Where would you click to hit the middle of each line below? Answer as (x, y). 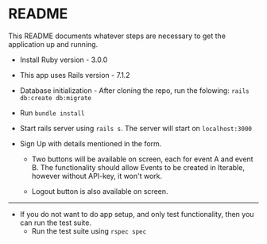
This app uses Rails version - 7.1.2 (75, 75)
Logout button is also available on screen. (100, 191)
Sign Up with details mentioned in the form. (91, 143)
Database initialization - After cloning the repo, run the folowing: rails (134, 90)
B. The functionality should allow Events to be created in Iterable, (138, 167)
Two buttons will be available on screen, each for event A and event (142, 159)
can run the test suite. (55, 223)
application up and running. (53, 44)
